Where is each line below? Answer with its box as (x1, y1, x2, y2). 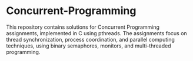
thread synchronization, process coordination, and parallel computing (6, 36, 175, 43)
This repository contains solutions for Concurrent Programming (6, 23, 160, 30)
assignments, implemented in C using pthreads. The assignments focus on (6, 29, 187, 36)
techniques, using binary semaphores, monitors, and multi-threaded (6, 42, 171, 49)
